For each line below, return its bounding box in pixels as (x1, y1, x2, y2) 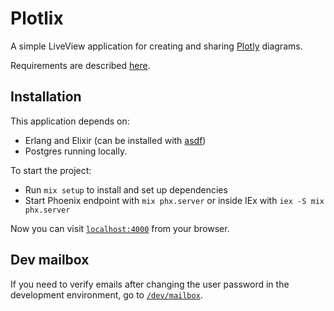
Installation (10, 88, 82, 106)
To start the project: (10, 164, 92, 176)
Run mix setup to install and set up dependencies (24, 183, 228, 196)
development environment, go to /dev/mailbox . (10, 288, 203, 301)
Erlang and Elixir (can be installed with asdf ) (24, 134, 207, 146)
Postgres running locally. (24, 145, 128, 157)
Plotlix (10, 7, 64, 30)
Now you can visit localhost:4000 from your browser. (10, 222, 230, 234)
